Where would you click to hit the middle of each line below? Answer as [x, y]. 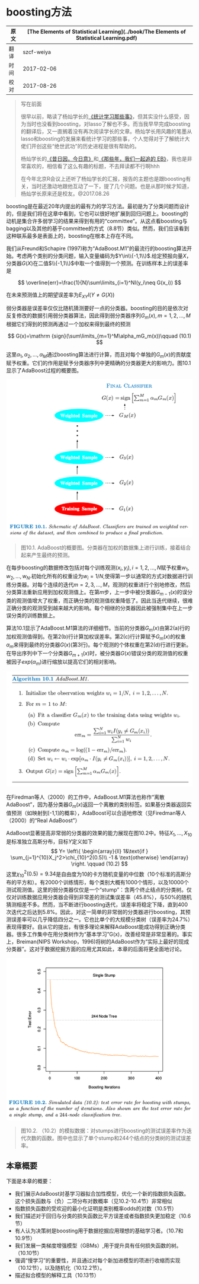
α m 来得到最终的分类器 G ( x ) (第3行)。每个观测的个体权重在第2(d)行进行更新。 [99, 646]
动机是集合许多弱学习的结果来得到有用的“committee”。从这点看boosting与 [97, 221]
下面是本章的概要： [30, 1181]
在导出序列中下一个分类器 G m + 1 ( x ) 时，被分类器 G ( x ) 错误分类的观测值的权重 [97, 654]
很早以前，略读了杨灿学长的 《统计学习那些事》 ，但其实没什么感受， [102, 116]
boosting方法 [39, 12]
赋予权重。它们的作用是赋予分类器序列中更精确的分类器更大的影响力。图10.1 [99, 363]
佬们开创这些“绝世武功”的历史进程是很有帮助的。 [80, 146]
